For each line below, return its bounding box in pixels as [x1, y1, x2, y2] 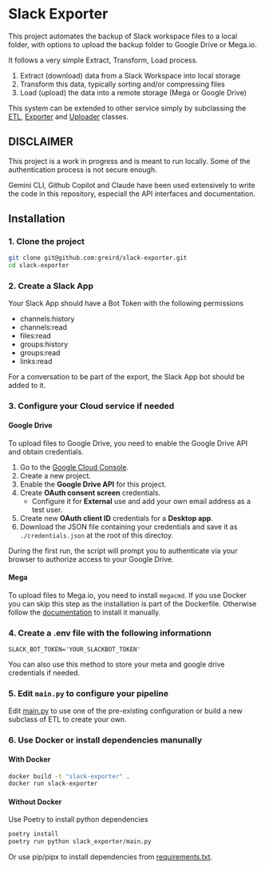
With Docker [8, 754, 51, 764]
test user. [31, 505, 63, 515]
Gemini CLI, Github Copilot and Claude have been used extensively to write [8, 180, 255, 190]
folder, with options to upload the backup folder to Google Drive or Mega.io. [8, 39, 258, 49]
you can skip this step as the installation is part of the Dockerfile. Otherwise [8, 599, 257, 608]
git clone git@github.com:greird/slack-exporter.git [8, 254, 188, 262]
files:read [19, 331, 52, 341]
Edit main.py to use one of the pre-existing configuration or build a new [8, 706, 243, 716]
